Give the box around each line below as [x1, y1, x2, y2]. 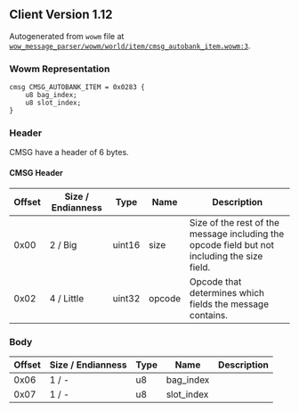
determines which [190, 286, 265, 299]
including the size [190, 250, 263, 262]
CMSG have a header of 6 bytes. [9, 147, 129, 158]
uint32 [112, 292, 141, 304]
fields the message [190, 298, 270, 310]
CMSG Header [9, 168, 64, 177]
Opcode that [190, 276, 242, 288]
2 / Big [49, 238, 77, 251]
